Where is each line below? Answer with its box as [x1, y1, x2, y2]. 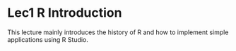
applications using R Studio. [7, 35, 88, 43]
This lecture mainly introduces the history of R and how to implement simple [7, 28, 229, 36]
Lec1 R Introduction [7, 5, 122, 21]
